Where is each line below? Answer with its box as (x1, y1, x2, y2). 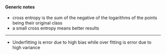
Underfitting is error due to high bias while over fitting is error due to (12, 39, 152, 45)
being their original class (12, 20, 63, 26)
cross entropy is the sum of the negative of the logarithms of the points (12, 15, 157, 21)
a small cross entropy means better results (12, 25, 99, 31)
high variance (12, 45, 41, 51)
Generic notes (5, 4, 35, 10)
